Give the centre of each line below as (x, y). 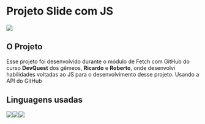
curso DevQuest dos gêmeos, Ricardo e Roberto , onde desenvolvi (91, 67)
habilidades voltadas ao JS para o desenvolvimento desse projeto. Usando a (103, 74)
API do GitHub (24, 81)
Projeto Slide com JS (60, 11)
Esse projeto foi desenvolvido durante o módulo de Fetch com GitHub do (98, 61)
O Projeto (24, 47)
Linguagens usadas (44, 100)
